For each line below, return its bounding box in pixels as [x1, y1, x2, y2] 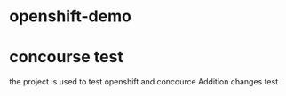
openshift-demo [9, 6, 131, 27]
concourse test [9, 47, 124, 68]
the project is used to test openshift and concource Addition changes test [9, 76, 278, 87]
